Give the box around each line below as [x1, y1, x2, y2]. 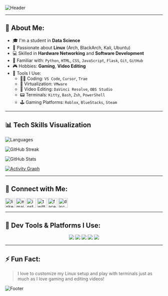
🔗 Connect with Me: [5, 185, 68, 193]
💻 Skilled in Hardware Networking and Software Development [12, 50, 144, 56]
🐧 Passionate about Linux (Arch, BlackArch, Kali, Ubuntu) [12, 44, 131, 50]
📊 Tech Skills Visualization [5, 121, 91, 129]
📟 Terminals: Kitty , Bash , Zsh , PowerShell [19, 91, 105, 97]
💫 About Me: [5, 24, 45, 32]
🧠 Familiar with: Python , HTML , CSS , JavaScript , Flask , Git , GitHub [12, 57, 143, 63]
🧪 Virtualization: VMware [19, 80, 67, 87]
